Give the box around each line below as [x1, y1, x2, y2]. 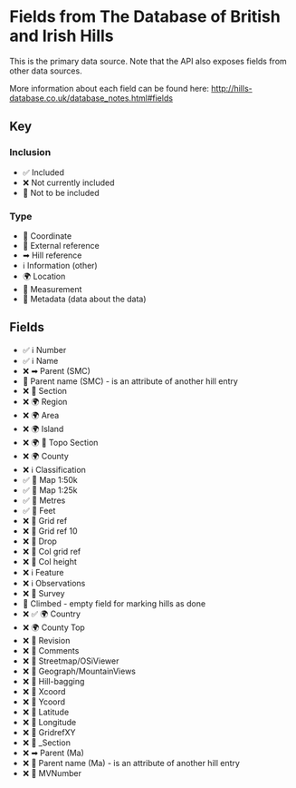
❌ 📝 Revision [22, 635, 71, 645]
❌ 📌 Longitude [22, 716, 77, 727]
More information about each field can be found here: [9, 83, 210, 94]
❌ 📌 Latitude [22, 706, 70, 717]
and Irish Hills [9, 25, 115, 46]
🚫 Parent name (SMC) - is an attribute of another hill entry [22, 375, 238, 387]
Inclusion [9, 146, 52, 159]
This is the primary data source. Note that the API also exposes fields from [9, 55, 287, 66]
